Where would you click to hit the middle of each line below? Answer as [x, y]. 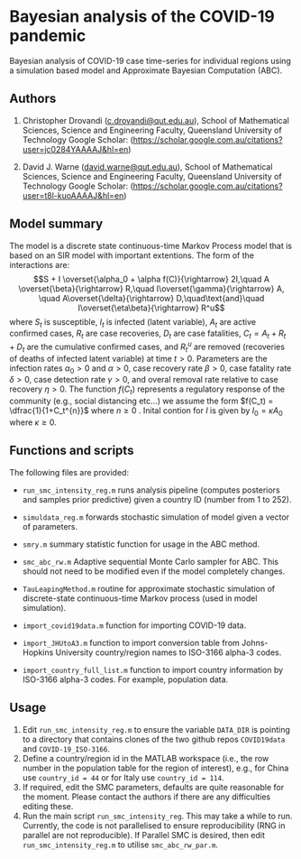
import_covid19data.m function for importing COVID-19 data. [134, 625]
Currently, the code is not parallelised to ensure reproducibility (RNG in [154, 825]
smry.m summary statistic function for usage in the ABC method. [141, 544]
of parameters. [50, 526]
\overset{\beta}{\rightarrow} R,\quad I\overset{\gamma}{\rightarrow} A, [151, 288]
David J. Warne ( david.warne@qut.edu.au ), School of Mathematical [147, 166]
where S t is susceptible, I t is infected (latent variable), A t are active [133, 323]
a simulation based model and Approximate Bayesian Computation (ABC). [146, 70]
